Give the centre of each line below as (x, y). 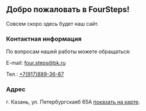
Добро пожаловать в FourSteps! (68, 10)
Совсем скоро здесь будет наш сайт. (53, 23)
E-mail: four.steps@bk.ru (36, 63)
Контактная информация (44, 39)
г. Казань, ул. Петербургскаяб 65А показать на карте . (73, 102)
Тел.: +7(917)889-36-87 (35, 74)
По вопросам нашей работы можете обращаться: (68, 51)
